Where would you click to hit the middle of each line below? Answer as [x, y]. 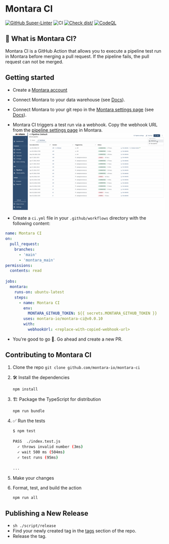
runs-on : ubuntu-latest [39, 292]
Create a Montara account [40, 90]
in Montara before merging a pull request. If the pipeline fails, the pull [77, 56]
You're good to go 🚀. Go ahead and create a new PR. [68, 339]
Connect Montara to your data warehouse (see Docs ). [69, 100]
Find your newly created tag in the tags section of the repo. [74, 531]
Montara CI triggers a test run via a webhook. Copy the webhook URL [85, 124]
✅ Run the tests [29, 421]
